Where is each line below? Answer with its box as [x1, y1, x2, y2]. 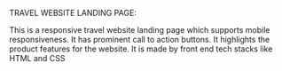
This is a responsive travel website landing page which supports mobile [9, 25, 270, 35]
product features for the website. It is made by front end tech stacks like [9, 43, 273, 54]
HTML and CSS [9, 53, 66, 63]
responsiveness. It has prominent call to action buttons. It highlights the [9, 35, 270, 44]
